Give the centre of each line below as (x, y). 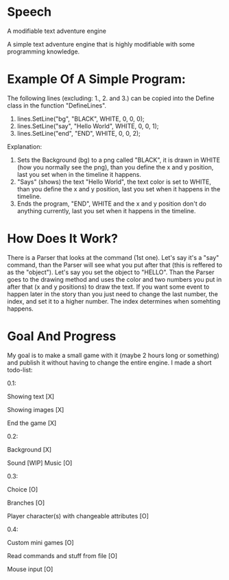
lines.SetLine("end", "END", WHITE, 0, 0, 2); (79, 133)
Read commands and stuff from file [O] (62, 555)
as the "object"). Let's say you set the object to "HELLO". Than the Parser (111, 272)
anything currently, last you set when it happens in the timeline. (107, 210)
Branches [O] (26, 503)
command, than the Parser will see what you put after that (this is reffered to (115, 265)
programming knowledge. (44, 51)
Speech (29, 12)
